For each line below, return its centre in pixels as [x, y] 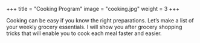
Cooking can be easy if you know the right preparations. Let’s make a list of [100, 20]
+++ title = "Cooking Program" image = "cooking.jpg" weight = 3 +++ [93, 9]
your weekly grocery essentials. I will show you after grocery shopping [94, 27]
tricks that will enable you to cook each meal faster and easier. [84, 33]
